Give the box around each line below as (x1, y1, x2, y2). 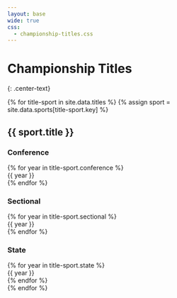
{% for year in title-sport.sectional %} (7, 212, 117, 221)
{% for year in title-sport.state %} (7, 261, 105, 270)
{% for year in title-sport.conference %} (7, 163, 124, 172)
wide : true (7, 17, 40, 24)
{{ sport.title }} (7, 126, 74, 138)
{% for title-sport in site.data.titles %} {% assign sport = (7, 98, 171, 106)
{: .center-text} (7, 84, 51, 93)
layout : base (7, 10, 46, 18)
